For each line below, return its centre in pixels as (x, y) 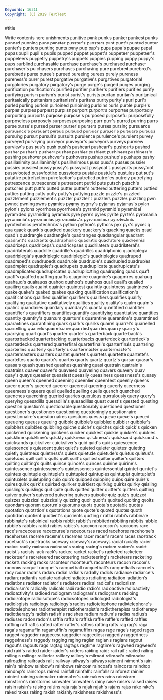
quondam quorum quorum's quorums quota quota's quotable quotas (74, 505)
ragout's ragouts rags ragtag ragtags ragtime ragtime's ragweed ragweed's (81, 645)
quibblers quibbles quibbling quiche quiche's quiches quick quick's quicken (81, 427)
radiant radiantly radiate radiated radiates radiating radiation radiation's (76, 578)
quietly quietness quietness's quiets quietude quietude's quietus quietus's (80, 453)
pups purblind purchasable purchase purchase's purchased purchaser (76, 64)
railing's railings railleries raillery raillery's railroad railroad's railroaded (75, 656)
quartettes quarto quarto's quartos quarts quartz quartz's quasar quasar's (79, 359)
